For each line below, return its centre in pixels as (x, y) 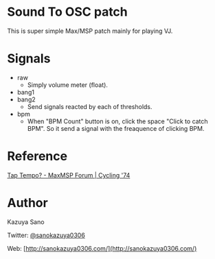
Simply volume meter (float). (68, 85)
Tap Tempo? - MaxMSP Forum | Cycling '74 (69, 175)
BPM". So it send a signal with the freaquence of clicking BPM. (116, 128)
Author (27, 203)
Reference (37, 157)
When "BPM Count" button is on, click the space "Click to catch (117, 121)
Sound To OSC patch (68, 12)
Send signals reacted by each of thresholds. (90, 106)
